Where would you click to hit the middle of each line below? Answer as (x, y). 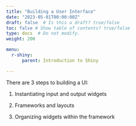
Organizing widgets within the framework (65, 117)
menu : (13, 50)
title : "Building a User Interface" (51, 11)
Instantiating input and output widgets (61, 94)
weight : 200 (21, 39)
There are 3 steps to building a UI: (47, 82)
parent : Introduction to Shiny (60, 60)
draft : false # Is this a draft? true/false (63, 22)
